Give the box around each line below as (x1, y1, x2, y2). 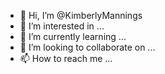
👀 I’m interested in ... (19, 20, 105, 32)
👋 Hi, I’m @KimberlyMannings (19, 10, 143, 21)
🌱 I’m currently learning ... (19, 31, 127, 42)
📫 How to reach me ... (19, 53, 113, 64)
